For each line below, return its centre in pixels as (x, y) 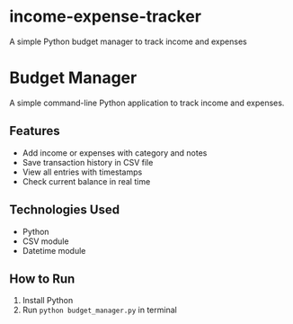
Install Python (48, 301)
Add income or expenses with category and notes (115, 153)
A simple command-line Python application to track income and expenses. (147, 103)
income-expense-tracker (106, 17)
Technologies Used (64, 210)
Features (35, 131)
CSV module (45, 241)
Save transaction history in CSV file (88, 162)
